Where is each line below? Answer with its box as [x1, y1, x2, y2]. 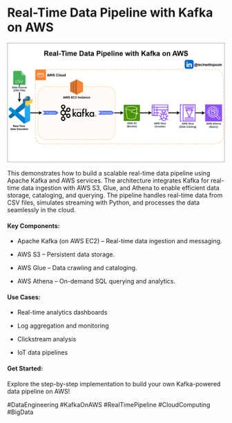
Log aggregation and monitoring [17, 321, 109, 330]
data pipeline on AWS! [7, 387, 70, 395]
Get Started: [7, 364, 43, 373]
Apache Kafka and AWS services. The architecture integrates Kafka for [7, 176, 209, 185]
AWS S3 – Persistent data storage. [17, 250, 115, 258]
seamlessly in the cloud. [7, 206, 76, 214]
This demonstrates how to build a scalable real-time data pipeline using [7, 169, 211, 178]
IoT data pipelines [17, 348, 68, 357]
